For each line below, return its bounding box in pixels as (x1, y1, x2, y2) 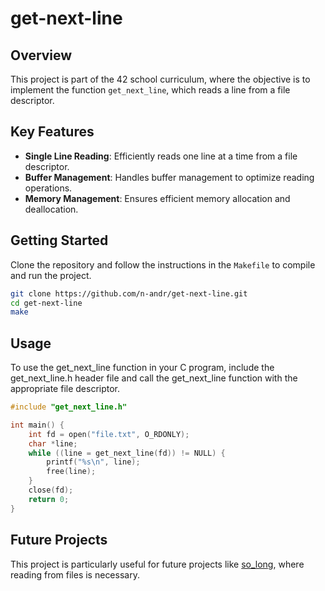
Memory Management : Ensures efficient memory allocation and (24, 192, 291, 204)
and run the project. (10, 269, 92, 281)
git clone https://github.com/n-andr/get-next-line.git (10, 288, 248, 299)
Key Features (10, 123, 95, 141)
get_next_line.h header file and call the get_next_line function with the (10, 372, 298, 384)
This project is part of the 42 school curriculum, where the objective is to (10, 73, 311, 85)
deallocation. (24, 203, 79, 215)
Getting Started (10, 232, 109, 249)
